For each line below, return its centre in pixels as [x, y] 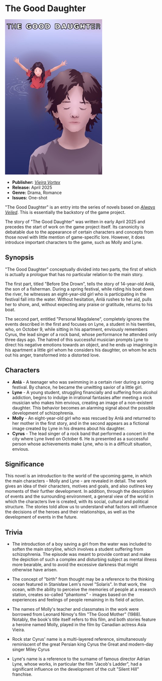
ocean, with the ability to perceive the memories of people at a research [84, 589]
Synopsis [19, 258]
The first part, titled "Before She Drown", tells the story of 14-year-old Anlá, [80, 284]
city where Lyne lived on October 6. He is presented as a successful [80, 438]
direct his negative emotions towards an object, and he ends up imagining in [81, 344]
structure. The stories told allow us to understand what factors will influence [81, 507]
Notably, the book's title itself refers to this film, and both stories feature [84, 619]
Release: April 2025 [32, 187]
